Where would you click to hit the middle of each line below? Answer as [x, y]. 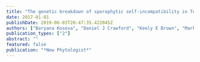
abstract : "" [22, 39]
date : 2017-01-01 [28, 17]
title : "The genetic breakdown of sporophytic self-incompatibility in [97, 12]
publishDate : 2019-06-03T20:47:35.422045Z [60, 22]
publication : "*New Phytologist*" [49, 50]
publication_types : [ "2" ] [38, 34]
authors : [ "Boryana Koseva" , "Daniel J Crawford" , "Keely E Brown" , [93, 28]
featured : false [26, 45]
